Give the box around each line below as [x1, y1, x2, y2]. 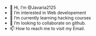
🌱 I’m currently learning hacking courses [9, 15, 91, 20]
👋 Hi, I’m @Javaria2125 [9, 5, 56, 10]
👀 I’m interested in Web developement [9, 10, 86, 16]
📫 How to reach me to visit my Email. [9, 26, 85, 31]
